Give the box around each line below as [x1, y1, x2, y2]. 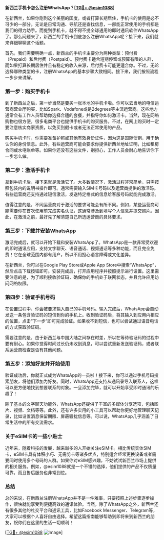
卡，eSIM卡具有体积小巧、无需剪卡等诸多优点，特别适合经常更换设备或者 [5, 451, 152, 457]
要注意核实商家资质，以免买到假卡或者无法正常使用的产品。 [5, 124, 125, 130]
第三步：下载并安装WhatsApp [5, 227, 76, 234]
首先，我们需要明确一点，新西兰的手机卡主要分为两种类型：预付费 [5, 50, 138, 56]
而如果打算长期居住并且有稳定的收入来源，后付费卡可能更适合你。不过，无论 [5, 62, 159, 68]
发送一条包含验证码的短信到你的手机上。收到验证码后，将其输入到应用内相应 [5, 312, 159, 318]
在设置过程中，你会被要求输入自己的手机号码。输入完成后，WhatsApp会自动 [5, 306, 159, 312]
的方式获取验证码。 [5, 324, 44, 330]
